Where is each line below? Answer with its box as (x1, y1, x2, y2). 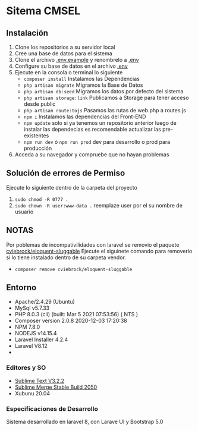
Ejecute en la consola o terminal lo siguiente (14, 69, 123, 75)
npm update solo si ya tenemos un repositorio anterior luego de (23, 119, 177, 126)
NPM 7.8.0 (14, 323, 40, 331)
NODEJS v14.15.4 (14, 330, 58, 337)
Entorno (6, 282, 37, 292)
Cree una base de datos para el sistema (14, 50, 113, 57)
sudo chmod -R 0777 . (14, 196, 68, 203)
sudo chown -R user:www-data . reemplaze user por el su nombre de (14, 202, 183, 209)
